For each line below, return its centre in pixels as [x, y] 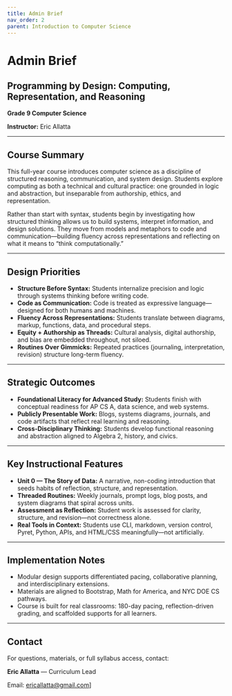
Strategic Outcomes [51, 383]
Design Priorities [44, 272]
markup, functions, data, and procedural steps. [84, 325]
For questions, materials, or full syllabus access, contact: [88, 658]
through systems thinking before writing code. [83, 296]
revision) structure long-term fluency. [70, 354]
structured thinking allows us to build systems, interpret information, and [110, 222]
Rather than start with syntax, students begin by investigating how [101, 214]
